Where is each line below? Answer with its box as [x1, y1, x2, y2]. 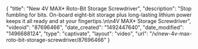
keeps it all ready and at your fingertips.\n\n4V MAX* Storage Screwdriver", [6, 18, 191, 24]
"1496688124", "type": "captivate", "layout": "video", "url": [6, 30, 148, 37]
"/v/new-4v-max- [149, 30, 193, 37]
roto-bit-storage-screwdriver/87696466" [6, 37, 107, 43]
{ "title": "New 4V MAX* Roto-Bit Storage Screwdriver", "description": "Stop [6, 5, 191, 12]
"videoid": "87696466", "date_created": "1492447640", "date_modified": [6, 24, 184, 31]
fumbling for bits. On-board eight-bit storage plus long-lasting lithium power [6, 11, 192, 18]
